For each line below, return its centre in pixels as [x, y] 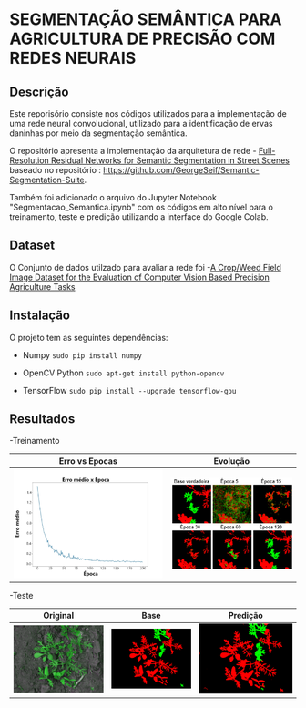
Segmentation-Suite [47, 180]
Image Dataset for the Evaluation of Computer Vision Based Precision [140, 277]
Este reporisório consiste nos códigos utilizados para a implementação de [148, 113]
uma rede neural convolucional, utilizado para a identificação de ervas [141, 123]
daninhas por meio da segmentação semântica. [99, 133]
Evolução [232, 461]
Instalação [40, 316]
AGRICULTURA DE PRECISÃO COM [143, 39]
